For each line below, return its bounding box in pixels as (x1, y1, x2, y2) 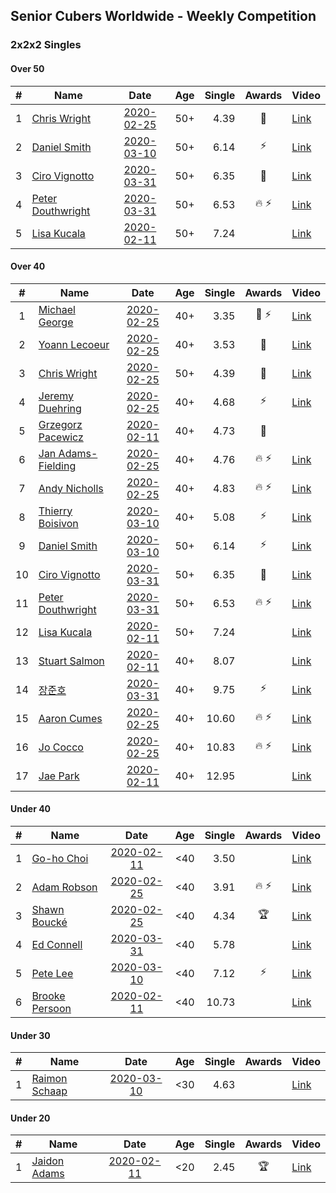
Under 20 (10, 1112, 51, 1124)
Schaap (31, 1084, 68, 1098)
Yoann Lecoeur (38, 337, 110, 351)
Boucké (31, 915, 68, 929)
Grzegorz (38, 417, 83, 431)
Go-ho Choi (31, 851, 89, 865)
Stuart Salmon (38, 654, 105, 668)
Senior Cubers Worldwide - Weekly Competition (10, 8, 317, 25)
